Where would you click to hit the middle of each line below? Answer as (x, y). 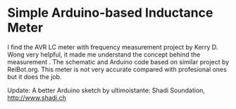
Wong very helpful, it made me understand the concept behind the (104, 54)
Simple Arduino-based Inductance (110, 13)
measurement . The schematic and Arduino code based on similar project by (118, 61)
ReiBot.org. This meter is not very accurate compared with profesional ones (117, 69)
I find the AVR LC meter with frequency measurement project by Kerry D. (113, 47)
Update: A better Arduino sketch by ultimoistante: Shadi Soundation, (106, 90)
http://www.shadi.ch (37, 97)
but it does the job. (35, 77)
